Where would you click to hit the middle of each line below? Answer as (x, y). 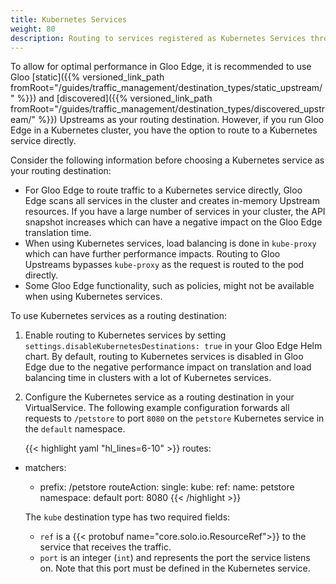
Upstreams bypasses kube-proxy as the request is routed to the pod (164, 265)
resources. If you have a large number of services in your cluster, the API (175, 212)
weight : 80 (33, 29)
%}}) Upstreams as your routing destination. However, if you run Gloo (181, 120)
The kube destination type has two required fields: (127, 517)
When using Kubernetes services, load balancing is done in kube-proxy (170, 243)
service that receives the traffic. (105, 547)
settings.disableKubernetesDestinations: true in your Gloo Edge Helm (173, 346)
